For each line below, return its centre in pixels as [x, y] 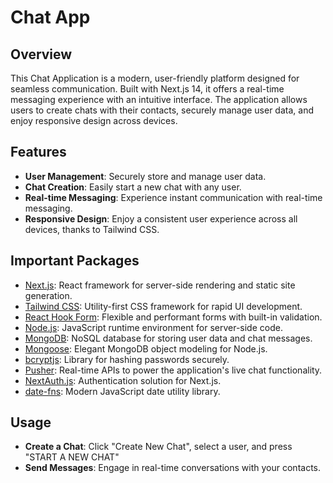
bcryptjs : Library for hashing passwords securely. [127, 359]
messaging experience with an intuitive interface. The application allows [159, 99]
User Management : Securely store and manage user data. [145, 176]
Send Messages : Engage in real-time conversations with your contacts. [173, 468]
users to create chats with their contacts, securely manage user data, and [162, 110]
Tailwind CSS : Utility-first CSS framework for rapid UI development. [163, 306]
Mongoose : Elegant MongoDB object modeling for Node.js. [146, 348]
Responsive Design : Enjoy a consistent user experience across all [161, 218]
